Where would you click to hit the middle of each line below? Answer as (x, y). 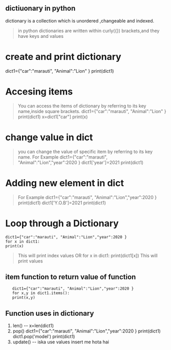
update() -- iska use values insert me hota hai (61, 342)
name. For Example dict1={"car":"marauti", (62, 157)
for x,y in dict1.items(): (41, 293)
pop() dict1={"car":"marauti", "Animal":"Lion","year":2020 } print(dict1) (87, 331)
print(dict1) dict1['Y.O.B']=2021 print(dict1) (62, 203)
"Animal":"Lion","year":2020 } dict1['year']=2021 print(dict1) (81, 162)
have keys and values (41, 36)
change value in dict (49, 137)
